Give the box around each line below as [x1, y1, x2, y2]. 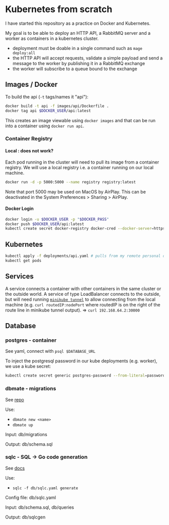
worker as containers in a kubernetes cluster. [5, 35, 99, 41]
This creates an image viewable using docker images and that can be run [5, 117, 156, 123]
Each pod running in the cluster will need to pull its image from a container [5, 159, 159, 165]
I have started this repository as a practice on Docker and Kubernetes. [5, 20, 151, 26]
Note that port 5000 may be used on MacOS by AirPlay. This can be [5, 188, 146, 195]
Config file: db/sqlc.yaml [5, 494, 56, 500]
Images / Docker [5, 80, 58, 89]
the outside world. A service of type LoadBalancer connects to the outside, [5, 291, 161, 297]
